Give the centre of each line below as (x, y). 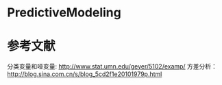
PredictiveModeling (64, 13)
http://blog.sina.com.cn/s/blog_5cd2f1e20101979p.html (85, 74)
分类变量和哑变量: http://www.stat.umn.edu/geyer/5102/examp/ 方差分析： (112, 66)
